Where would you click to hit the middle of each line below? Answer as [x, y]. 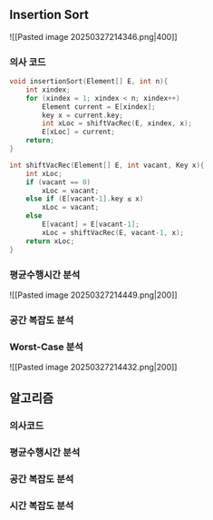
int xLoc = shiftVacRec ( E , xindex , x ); [117, 123]
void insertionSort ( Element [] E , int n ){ [89, 82]
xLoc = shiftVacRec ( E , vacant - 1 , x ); [113, 232]
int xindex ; [48, 90]
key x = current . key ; [83, 115]
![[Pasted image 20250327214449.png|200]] [94, 295]
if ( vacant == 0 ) [58, 182]
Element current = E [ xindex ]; [99, 107]
